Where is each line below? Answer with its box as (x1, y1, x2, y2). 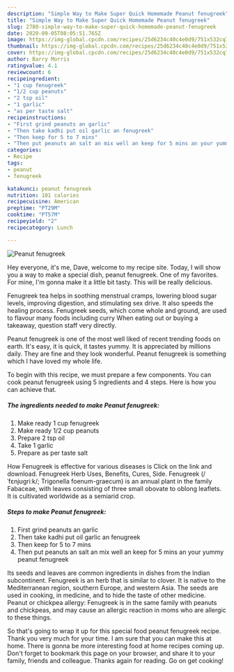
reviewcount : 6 (7, 68, 52, 75)
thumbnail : (7, 43, 39, 50)
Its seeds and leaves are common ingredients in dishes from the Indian (7, 569, 210, 577)
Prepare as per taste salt (17, 448, 88, 457)
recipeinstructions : (7, 114, 68, 121)
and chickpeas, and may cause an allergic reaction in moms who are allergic (7, 606, 226, 614)
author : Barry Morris (7, 56, 70, 63)
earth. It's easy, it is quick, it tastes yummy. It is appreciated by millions (7, 342, 211, 350)
